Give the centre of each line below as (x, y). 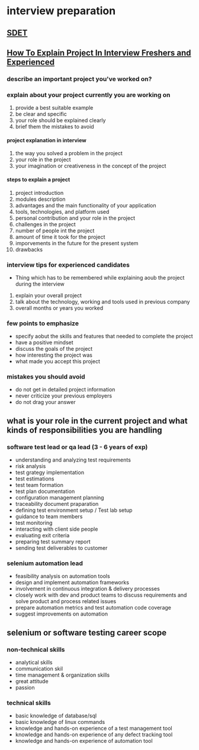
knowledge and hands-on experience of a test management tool (94, 728)
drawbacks (29, 249)
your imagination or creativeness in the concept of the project (91, 166)
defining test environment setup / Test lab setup (74, 510)
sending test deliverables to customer (61, 548)
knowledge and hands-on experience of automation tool (84, 741)
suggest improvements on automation (62, 614)
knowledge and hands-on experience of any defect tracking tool (94, 735)
